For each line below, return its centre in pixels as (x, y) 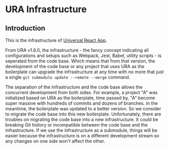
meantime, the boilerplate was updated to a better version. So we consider (83, 109)
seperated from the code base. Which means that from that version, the (80, 61)
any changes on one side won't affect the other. (55, 141)
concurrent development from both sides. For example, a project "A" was (81, 92)
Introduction (25, 28)
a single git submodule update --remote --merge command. (68, 77)
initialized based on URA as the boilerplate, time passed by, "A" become (80, 98)
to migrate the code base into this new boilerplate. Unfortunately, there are (83, 114)
